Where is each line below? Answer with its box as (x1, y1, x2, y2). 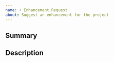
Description (5, 49, 44, 57)
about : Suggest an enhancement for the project (5, 12, 109, 17)
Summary (5, 31, 37, 40)
